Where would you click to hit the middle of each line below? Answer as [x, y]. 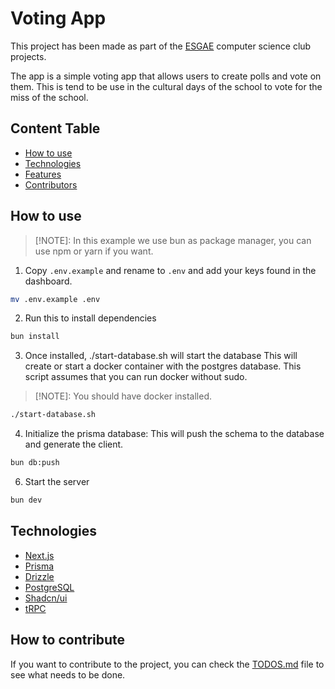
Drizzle [39, 576]
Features [43, 174]
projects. [28, 56]
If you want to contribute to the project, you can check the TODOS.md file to [167, 664]
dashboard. [48, 281]
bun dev [26, 500]
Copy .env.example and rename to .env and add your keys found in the [170, 270]
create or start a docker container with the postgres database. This [163, 366]
